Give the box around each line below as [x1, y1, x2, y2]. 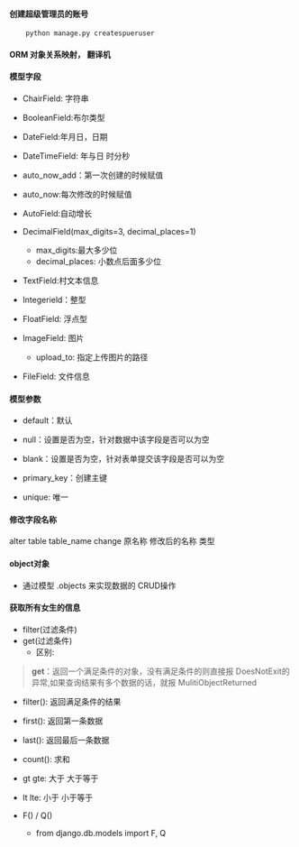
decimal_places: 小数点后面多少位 [35, 256, 162, 266]
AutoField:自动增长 [22, 208, 93, 218]
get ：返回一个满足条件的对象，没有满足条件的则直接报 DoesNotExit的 [31, 666, 290, 677]
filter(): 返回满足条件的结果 [22, 695, 122, 707]
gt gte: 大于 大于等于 [22, 772, 99, 784]
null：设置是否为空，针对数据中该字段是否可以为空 [22, 434, 210, 446]
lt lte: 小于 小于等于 [22, 792, 94, 803]
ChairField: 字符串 [22, 93, 89, 104]
